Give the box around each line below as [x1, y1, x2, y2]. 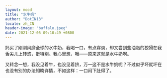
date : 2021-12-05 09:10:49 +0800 [5, 30, 75, 35]
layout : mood [5, 7, 32, 12]
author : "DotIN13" [5, 16, 43, 21]
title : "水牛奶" [5, 12, 37, 17]
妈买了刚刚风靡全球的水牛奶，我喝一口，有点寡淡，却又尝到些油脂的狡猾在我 [5, 45, 162, 50]
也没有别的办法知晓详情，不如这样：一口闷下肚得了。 [5, 68, 114, 74]
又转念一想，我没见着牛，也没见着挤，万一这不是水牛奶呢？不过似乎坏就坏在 [5, 62, 162, 67]
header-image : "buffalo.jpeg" [5, 26, 68, 31]
